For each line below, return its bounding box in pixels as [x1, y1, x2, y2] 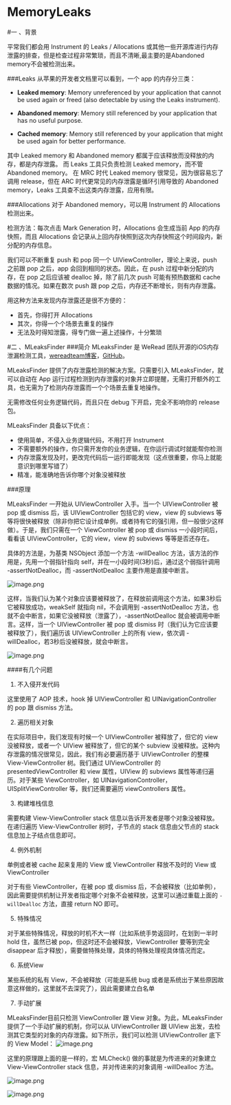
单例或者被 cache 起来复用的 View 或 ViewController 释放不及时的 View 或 [7, 860, 217, 868]
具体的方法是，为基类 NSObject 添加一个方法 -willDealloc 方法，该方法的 [7, 549, 213, 557]
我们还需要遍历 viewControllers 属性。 [81, 784, 190, 792]
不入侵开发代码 [16, 680, 60, 688]
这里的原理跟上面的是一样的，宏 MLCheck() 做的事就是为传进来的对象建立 [7, 1054, 217, 1062]
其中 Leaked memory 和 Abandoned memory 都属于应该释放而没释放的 [7, 151, 208, 159]
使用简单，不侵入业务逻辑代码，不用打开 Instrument [16, 436, 164, 444]
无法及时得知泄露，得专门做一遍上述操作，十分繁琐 [16, 328, 162, 336]
